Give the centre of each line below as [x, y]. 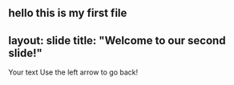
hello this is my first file [68, 13]
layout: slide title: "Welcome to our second [117, 40]
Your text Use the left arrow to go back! [73, 72]
